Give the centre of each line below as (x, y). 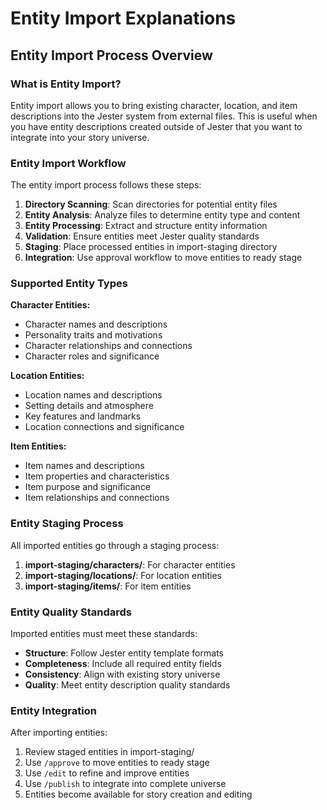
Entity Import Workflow (68, 163)
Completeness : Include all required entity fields (123, 664)
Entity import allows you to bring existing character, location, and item (154, 105)
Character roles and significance (92, 356)
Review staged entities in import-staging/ (109, 752)
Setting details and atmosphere (89, 406)
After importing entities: (59, 733)
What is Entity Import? (66, 84)
